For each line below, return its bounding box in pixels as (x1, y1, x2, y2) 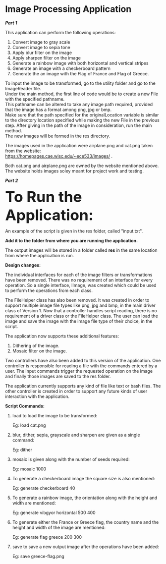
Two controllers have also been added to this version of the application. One (5, 357, 161, 363)
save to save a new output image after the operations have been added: (12, 544, 160, 550)
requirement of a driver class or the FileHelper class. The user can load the (5, 313, 159, 319)
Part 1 (5, 20, 17, 26)
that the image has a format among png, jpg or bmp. (5, 107, 112, 113)
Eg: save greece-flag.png (12, 553, 64, 559)
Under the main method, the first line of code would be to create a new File (5, 91, 159, 97)
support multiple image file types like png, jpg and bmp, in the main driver (5, 302, 156, 308)
